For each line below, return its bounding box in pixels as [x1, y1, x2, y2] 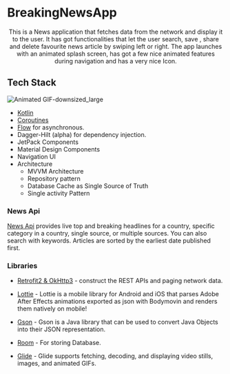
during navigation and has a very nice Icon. [54, 56, 177, 65]
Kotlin [17, 108, 34, 116]
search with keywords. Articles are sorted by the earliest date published [7, 236, 211, 245]
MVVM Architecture [27, 167, 84, 175]
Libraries [7, 260, 38, 270]
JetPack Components [17, 138, 79, 146]
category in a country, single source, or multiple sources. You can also [7, 229, 207, 238]
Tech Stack [7, 77, 56, 89]
